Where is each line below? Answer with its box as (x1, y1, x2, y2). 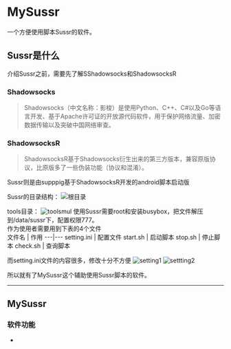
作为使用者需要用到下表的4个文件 (7, 224, 102, 233)
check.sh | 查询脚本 (14, 242, 71, 250)
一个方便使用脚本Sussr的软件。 (7, 28, 96, 36)
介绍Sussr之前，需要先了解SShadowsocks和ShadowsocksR (7, 70, 177, 78)
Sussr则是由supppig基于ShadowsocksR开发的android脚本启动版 (7, 178, 190, 187)
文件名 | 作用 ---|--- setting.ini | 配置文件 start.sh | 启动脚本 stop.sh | (7, 233, 201, 242)
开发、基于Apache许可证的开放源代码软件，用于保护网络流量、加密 (30, 112, 221, 120)
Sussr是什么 (7, 50, 60, 62)
